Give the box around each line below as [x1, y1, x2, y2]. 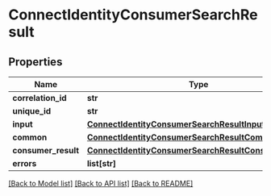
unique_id [12, 106, 52, 116]
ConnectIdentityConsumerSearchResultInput [86, 119, 265, 130]
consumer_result [12, 145, 79, 156]
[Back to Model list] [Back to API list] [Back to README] [8, 179, 194, 188]
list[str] [86, 158, 117, 169]
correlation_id [12, 93, 67, 103]
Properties [8, 55, 63, 69]
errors [12, 158, 37, 169]
